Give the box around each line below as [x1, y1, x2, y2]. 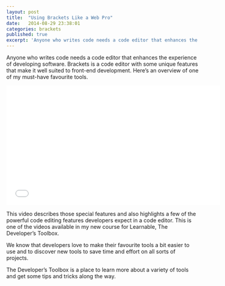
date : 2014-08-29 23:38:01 [6, 20, 80, 26]
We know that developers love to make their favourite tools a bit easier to [6, 242, 190, 248]
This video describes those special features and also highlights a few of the [6, 211, 196, 217]
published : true [6, 32, 48, 38]
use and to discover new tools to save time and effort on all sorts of [6, 248, 176, 255]
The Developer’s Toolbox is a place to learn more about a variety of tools [6, 266, 189, 273]
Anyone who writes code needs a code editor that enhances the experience [6, 54, 197, 61]
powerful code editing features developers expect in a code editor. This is [6, 217, 192, 224]
